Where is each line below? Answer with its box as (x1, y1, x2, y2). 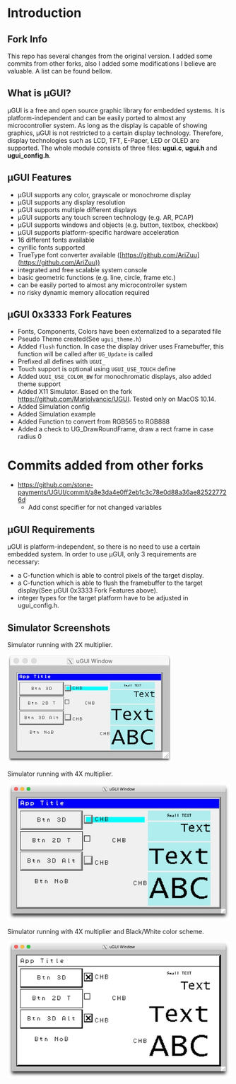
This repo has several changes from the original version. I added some (7, 52, 213, 60)
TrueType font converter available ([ (17, 250, 122, 259)
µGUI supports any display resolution (17, 198, 126, 206)
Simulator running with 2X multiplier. (7, 641, 113, 648)
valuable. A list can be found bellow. (7, 67, 112, 75)
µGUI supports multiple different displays (17, 205, 137, 214)
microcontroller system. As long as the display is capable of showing (7, 121, 208, 129)
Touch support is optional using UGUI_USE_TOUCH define (17, 365, 177, 373)
